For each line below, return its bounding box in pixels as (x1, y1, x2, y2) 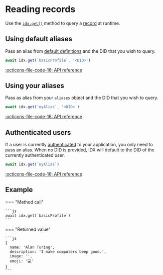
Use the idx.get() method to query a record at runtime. (5, 20, 120, 26)
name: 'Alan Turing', (10, 245, 55, 250)
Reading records (5, 4, 76, 15)
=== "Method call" (5, 199, 44, 205)
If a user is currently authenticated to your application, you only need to (5, 142, 153, 148)
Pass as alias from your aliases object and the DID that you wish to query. (5, 95, 158, 101)
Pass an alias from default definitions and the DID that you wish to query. (5, 48, 156, 54)
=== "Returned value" (5, 226, 51, 232)
